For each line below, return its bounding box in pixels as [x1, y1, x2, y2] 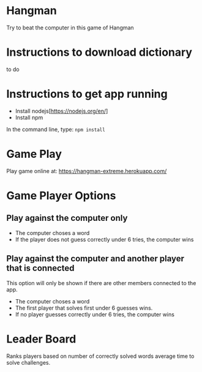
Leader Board [6, 332, 77, 346]
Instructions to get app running [6, 87, 168, 101]
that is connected [6, 263, 75, 273]
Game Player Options [6, 188, 116, 203]
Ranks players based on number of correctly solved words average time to [6, 352, 195, 360]
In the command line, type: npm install [6, 125, 105, 133]
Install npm [15, 114, 43, 121]
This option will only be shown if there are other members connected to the [6, 279, 196, 286]
